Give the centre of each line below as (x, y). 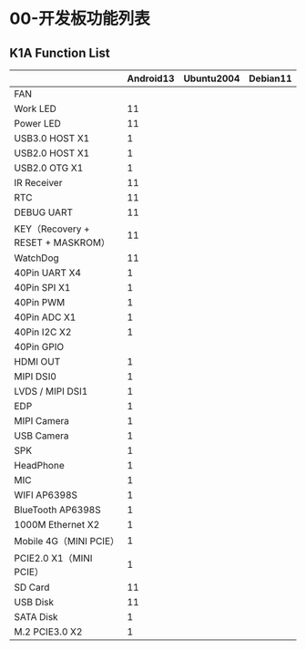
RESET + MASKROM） (62, 242)
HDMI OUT (37, 361)
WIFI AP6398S (46, 495)
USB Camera (41, 436)
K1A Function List (60, 52)
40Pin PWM (40, 302)
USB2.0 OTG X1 (49, 168)
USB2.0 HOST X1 (52, 153)
